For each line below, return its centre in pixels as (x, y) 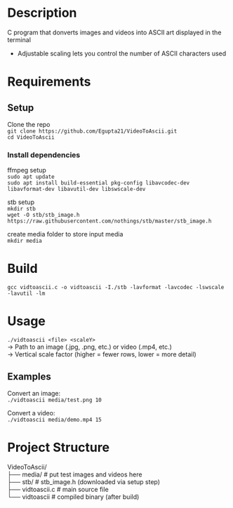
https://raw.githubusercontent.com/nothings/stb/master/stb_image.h (109, 221)
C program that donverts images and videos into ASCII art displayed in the (114, 32)
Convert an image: (34, 393)
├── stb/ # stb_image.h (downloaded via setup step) (84, 481)
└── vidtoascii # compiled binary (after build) (73, 497)
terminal (19, 39)
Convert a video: (31, 413)
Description (42, 13)
